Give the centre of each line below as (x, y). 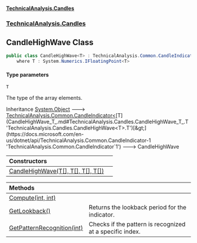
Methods (22, 188)
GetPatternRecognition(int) (46, 228)
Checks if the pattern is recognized (137, 224)
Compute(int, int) (33, 198)
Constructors (28, 161)
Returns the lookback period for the (137, 207)
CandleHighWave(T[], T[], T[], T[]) (57, 171)
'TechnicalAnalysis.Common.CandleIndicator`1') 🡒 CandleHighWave (93, 147)
